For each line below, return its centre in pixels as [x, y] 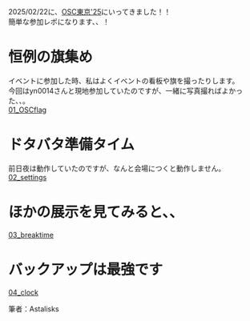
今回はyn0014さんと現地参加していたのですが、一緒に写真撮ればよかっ [125, 90]
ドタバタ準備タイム [71, 144]
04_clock [23, 292]
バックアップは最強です [86, 270]
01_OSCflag [27, 110]
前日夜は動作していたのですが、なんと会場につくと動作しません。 [117, 168]
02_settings [28, 177]
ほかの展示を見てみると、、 [96, 213]
